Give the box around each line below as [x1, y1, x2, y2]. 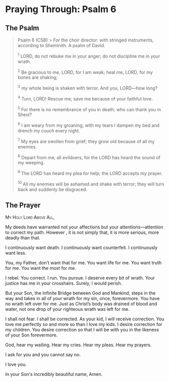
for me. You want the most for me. [5, 265, 77, 271]
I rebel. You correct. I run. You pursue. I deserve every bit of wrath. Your [5, 275, 155, 281]
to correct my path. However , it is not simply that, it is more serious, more [5, 229, 159, 235]
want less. [5, 250, 27, 256]
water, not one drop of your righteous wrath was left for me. [5, 306, 130, 312]
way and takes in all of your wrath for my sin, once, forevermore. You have [5, 296, 160, 302]
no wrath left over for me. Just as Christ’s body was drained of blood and [5, 301, 157, 307]
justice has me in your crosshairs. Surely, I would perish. [5, 280, 123, 287]
